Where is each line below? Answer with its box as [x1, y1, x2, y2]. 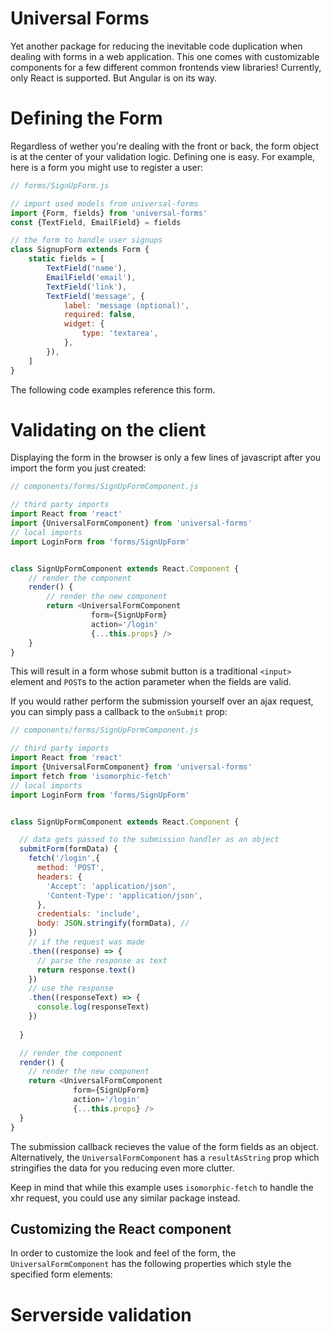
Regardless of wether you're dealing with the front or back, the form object [10, 140, 320, 152]
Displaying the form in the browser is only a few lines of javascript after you [10, 452, 322, 464]
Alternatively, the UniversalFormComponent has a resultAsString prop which [10, 1151, 320, 1163]
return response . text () [36, 965, 137, 975]
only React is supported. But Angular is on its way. [10, 72, 218, 84]
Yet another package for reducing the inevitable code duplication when [10, 40, 303, 52]
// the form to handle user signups [10, 235, 163, 246]
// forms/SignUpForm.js [10, 180, 110, 191]
